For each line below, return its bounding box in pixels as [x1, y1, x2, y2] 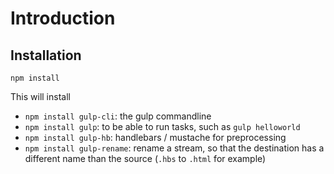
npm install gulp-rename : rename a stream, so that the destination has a [24, 142, 325, 154]
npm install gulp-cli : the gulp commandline [24, 110, 212, 122]
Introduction [10, 7, 116, 30]
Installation [10, 47, 82, 64]
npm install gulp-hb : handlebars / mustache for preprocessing [24, 132, 287, 143]
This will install [10, 91, 71, 102]
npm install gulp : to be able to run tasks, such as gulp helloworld [24, 121, 301, 132]
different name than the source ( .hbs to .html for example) [24, 153, 267, 164]
